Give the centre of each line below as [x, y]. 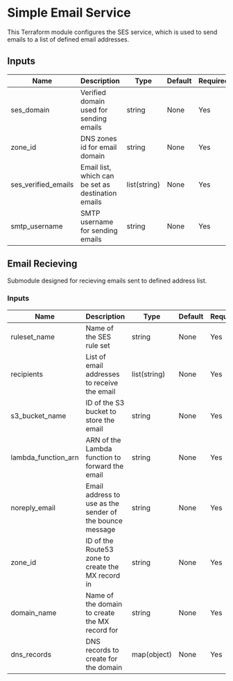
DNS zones [99, 138]
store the [100, 420]
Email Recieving [42, 264]
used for [94, 110]
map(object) [152, 654]
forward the [105, 466]
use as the [103, 503]
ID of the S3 [105, 403]
